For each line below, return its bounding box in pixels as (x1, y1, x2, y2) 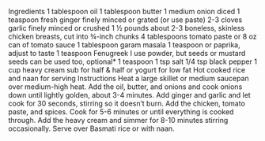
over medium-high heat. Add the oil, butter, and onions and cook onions (8, 82, 243, 91)
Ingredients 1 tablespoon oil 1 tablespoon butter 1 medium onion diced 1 (8, 7, 240, 16)
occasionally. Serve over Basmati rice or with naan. (8, 124, 176, 133)
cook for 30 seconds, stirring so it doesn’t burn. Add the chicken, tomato (8, 98, 245, 108)
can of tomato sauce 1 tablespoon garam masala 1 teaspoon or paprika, (8, 40, 240, 50)
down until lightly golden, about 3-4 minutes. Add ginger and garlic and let (8, 91, 251, 99)
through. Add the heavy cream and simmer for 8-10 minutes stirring (8, 116, 229, 124)
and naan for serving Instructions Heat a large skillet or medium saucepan (8, 74, 249, 83)
